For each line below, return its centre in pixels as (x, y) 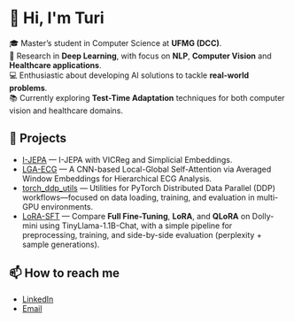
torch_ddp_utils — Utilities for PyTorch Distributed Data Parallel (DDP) (149, 188)
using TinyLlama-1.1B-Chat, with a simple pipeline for (136, 226)
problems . (28, 88)
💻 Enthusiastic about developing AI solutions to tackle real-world (129, 75)
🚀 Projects (38, 138)
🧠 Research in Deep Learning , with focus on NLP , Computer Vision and (140, 56)
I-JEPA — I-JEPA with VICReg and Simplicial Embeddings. (127, 159)
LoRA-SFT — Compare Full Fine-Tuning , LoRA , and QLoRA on (136, 216)
